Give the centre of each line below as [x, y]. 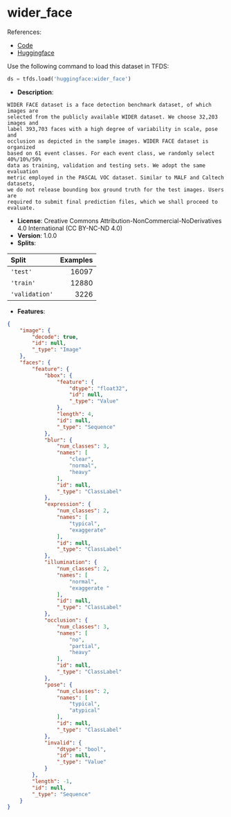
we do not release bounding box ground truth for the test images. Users [116, 190]
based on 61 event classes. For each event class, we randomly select [111, 153]
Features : [31, 311]
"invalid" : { [63, 743]
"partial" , [84, 646]
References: [24, 32]
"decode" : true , [55, 337]
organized [21, 147]
